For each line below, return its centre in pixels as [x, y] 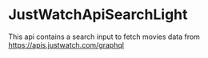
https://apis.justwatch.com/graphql [66, 44]
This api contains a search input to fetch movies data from [104, 37]
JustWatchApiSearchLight [98, 15]
